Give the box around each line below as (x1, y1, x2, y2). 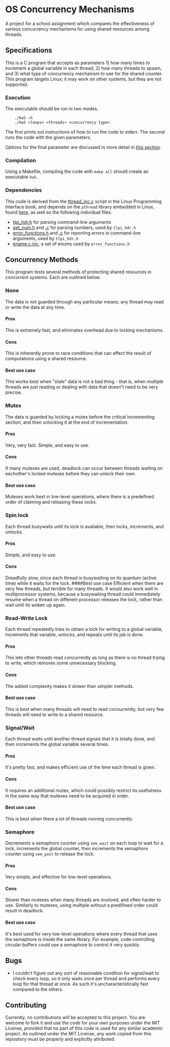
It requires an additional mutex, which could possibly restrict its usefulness (5, 787, 161, 794)
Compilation (5, 157, 37, 164)
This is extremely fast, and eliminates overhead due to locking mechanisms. (5, 327, 164, 333)
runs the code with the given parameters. (5, 134, 92, 141)
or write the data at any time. (5, 304, 65, 310)
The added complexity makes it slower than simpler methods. (5, 683, 134, 689)
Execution (5, 94, 31, 101)
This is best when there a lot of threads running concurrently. (5, 815, 133, 822)
